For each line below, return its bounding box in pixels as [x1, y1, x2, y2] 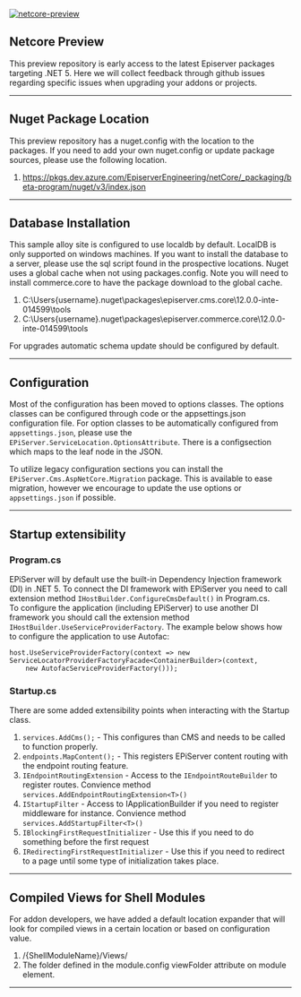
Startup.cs [9, 684, 57, 697]
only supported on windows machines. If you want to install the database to [9, 249, 288, 260]
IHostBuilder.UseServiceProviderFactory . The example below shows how [9, 621, 283, 632]
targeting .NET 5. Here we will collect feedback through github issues [9, 67, 266, 78]
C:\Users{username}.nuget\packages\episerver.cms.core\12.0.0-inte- [21, 295, 279, 305]
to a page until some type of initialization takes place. [21, 855, 219, 866]
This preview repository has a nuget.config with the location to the [9, 135, 254, 146]
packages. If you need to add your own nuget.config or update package [9, 144, 275, 156]
